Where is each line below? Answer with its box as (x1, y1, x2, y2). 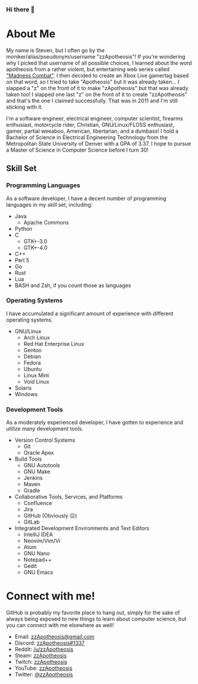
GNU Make (23, 468, 50, 476)
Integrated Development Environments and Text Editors (14, 525, 150, 532)
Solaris (14, 384, 32, 391)
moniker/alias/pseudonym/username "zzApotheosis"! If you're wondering (6, 53, 186, 60)
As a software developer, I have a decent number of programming (6, 195, 167, 202)
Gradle (23, 487, 40, 494)
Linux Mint (23, 371, 49, 378)
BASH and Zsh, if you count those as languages (14, 281, 131, 289)
